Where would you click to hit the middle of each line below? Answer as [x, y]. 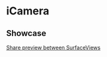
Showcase [26, 33]
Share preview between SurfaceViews [53, 47]
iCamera [28, 11]
